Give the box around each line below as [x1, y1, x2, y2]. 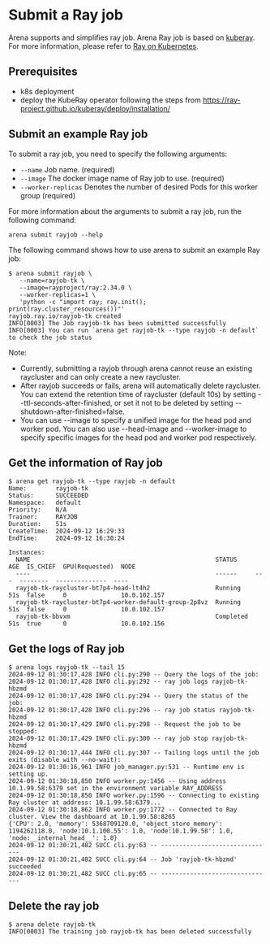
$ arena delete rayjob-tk [8, 920, 96, 929]
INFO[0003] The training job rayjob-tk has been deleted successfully [8, 928, 252, 936]
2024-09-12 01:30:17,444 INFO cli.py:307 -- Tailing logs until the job [8, 749, 259, 757]
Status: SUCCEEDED [8, 492, 89, 500]
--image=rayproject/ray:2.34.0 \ [19, 283, 132, 292]
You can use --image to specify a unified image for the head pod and [19, 415, 251, 424]
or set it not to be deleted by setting [114, 398, 234, 407]
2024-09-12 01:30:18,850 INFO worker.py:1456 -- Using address [8, 777, 227, 785]
